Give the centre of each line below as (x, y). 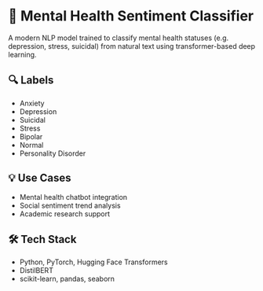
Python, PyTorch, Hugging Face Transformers (93, 262)
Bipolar (31, 136)
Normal (31, 145)
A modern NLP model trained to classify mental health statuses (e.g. (119, 38)
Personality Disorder (53, 153)
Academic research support (65, 214)
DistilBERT (36, 271)
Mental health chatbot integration (73, 197)
